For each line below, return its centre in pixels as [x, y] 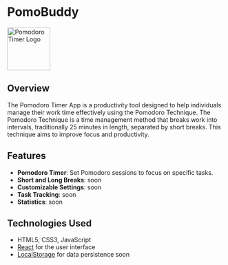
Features [27, 156]
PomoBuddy [43, 12]
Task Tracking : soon [46, 194]
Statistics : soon [40, 202]
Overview [29, 88]
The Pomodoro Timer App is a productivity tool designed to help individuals [114, 105]
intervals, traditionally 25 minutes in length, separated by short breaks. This [114, 127]
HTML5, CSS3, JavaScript [54, 240]
